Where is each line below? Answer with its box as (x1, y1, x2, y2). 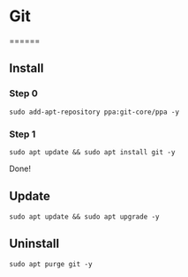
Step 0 (9, 87, 38, 100)
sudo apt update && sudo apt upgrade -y (9, 212, 161, 221)
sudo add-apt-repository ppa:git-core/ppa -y (9, 108, 179, 116)
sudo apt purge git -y (9, 259, 93, 268)
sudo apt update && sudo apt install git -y (9, 147, 176, 156)
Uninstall (9, 236, 60, 251)
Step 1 (9, 128, 36, 140)
